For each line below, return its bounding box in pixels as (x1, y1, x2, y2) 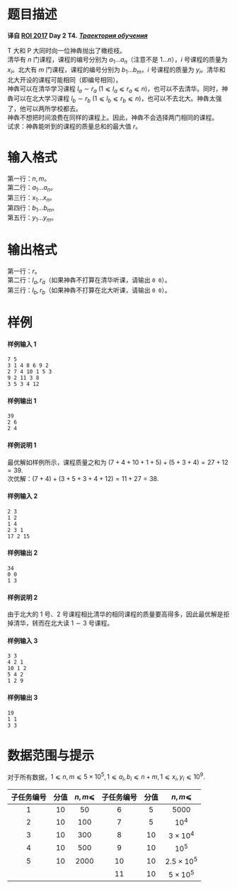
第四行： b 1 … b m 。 (7, 203, 59, 213)
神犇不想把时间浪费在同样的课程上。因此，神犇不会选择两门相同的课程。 (7, 113, 218, 122)
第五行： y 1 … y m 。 (7, 213, 58, 224)
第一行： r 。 (7, 267, 41, 276)
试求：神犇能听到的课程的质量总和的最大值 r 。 (7, 122, 142, 131)
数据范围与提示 (7, 747, 95, 764)
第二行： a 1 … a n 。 (7, 183, 57, 193)
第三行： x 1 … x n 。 (7, 193, 57, 203)
